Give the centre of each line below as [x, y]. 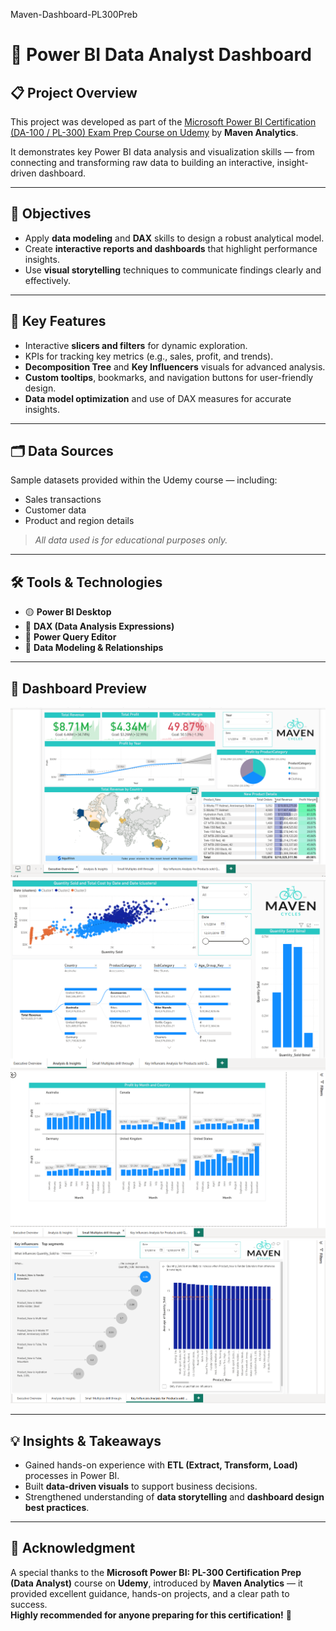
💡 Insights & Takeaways [86, 1440]
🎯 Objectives [51, 214]
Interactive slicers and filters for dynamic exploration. [136, 345]
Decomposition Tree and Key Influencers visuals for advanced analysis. [175, 366]
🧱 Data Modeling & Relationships [94, 648]
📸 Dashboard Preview [78, 688]
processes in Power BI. [72, 1476]
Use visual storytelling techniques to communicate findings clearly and [173, 270]
